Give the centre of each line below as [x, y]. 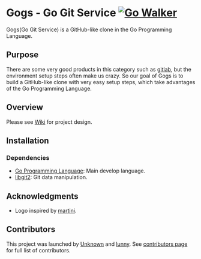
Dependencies [28, 157]
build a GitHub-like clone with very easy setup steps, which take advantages [101, 82]
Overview [25, 107]
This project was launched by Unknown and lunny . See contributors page [97, 244]
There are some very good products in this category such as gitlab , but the [99, 69]
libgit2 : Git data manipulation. [51, 177]
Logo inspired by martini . [46, 211]
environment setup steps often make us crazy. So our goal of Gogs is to [95, 76]
